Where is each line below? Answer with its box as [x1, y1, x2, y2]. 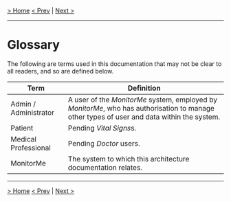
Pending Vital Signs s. [67, 123, 137, 133]
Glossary [7, 37, 60, 53]
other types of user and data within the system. [67, 112, 221, 122]
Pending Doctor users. [67, 138, 140, 148]
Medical [10, 134, 36, 144]
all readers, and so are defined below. [7, 67, 114, 75]
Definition [127, 83, 161, 93]
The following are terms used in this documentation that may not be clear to [7, 59, 222, 68]
